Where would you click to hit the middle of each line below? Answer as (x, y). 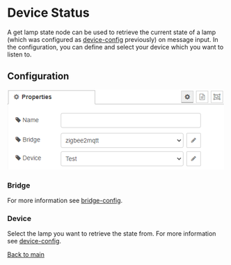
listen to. (19, 54)
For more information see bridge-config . (65, 201)
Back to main (26, 255)
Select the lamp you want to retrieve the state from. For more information (112, 234)
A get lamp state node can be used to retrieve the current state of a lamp (112, 32)
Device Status (48, 13)
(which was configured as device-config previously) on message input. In (113, 39)
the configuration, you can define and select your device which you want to (115, 47)
